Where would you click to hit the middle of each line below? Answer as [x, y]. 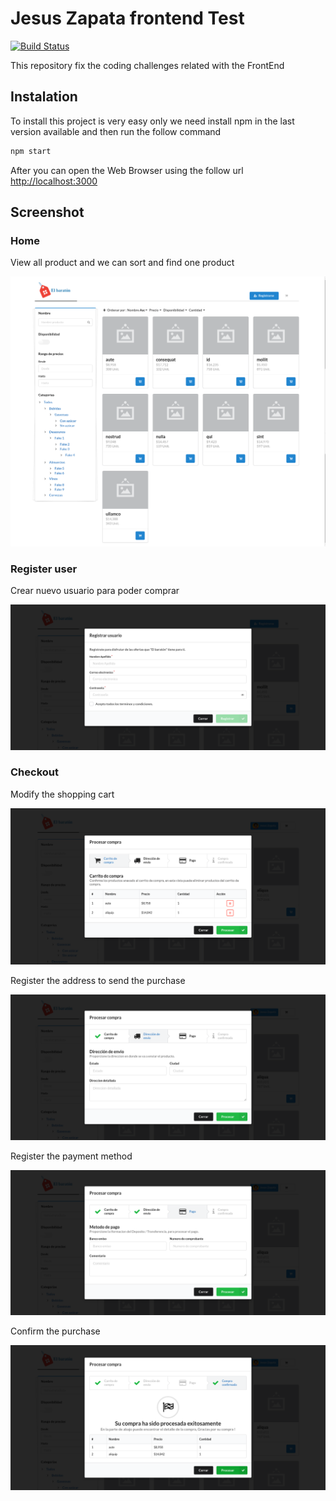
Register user [44, 569]
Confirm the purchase [55, 1331]
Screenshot [47, 212]
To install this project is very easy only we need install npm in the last [152, 121]
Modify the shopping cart [62, 794]
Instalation [44, 97]
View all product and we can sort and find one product [122, 263]
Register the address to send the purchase [98, 981]
